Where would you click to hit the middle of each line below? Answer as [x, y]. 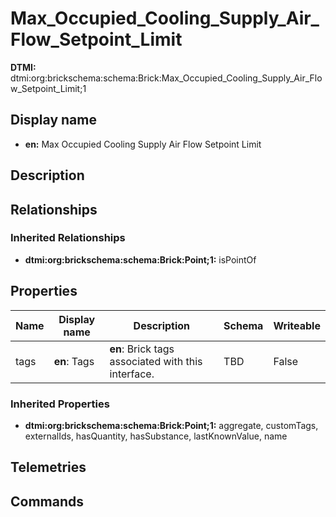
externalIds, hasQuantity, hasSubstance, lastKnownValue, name [156, 436]
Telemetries [48, 467]
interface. [132, 374]
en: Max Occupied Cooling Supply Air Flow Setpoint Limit [143, 144]
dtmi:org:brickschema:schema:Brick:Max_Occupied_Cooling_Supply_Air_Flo [166, 78]
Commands [47, 501]
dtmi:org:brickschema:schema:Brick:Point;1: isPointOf [140, 259]
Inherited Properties [60, 404]
